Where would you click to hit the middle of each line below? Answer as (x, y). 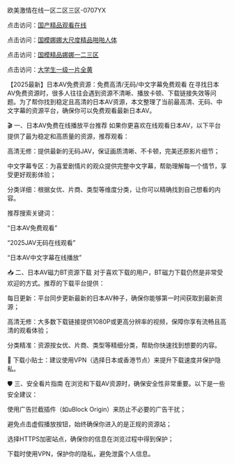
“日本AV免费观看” (32, 228)
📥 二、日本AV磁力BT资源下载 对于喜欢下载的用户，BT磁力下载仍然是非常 (112, 272)
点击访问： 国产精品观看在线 (47, 25)
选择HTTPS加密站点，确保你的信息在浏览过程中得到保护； (91, 439)
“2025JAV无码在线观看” (41, 242)
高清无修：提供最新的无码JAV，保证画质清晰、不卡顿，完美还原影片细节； (114, 151)
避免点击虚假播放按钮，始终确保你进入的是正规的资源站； (89, 424)
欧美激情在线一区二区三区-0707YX (57, 10)
